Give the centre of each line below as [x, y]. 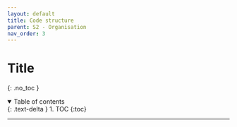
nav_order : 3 [26, 34]
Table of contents [39, 102]
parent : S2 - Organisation [47, 27]
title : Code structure [41, 20]
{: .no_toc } [23, 88]
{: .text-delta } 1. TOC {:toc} [47, 109]
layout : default [31, 14]
